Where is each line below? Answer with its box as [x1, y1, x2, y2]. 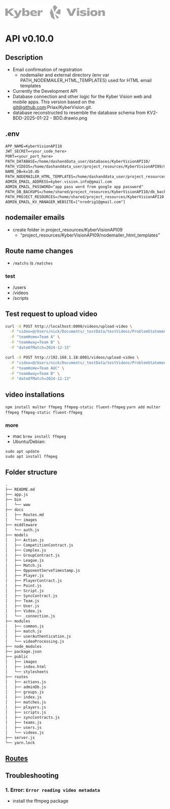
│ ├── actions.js [5, 679, 47, 685]
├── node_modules [5, 644, 42, 649]
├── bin [5, 497, 22, 503]
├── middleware [5, 522, 37, 528]
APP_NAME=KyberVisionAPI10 [5, 143, 62, 149]
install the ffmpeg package [12, 798, 69, 804]
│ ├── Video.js [5, 608, 42, 614]
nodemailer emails [5, 213, 65, 222]
